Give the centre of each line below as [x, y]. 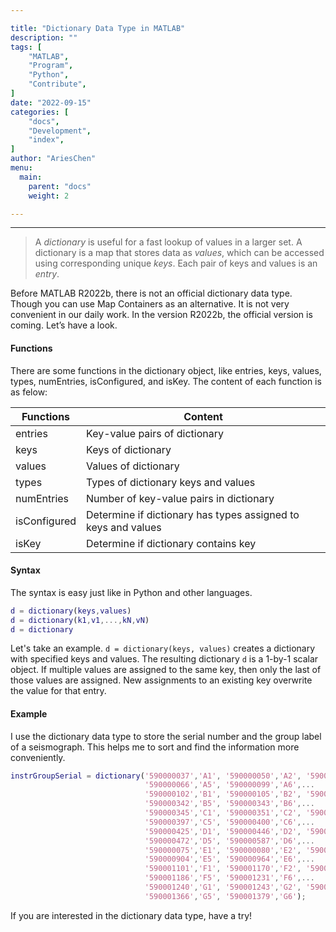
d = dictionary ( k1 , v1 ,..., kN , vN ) [80, 620]
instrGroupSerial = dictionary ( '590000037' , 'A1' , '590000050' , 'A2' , [156, 776]
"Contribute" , [57, 84]
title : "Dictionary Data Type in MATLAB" [98, 28]
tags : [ [26, 47]
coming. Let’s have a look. [64, 325]
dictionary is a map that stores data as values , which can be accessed [179, 253]
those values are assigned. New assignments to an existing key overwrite [161, 680]
